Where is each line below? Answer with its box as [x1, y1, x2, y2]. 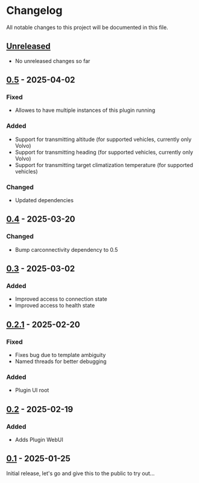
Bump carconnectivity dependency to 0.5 [14, 246, 118, 253]
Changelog [6, 4, 63, 18]
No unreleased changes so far [14, 57, 90, 64]
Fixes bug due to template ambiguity [14, 352, 106, 359]
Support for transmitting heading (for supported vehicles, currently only [14, 148, 194, 156]
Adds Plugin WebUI [14, 436, 63, 444]
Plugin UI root [14, 387, 49, 394]
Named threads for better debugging [14, 358, 107, 365]
